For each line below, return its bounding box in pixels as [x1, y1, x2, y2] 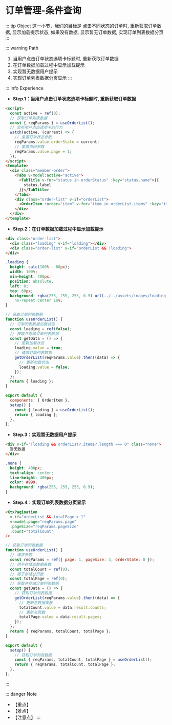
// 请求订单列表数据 [14, 350, 52, 355]
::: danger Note [5, 691, 37, 697]
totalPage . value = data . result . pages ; [18, 614, 102, 620]
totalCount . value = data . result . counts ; [18, 605, 106, 610]
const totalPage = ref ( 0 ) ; [10, 576, 68, 582]
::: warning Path [5, 45, 38, 51]
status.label [24, 182, 52, 188]
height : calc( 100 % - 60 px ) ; [10, 264, 70, 270]
